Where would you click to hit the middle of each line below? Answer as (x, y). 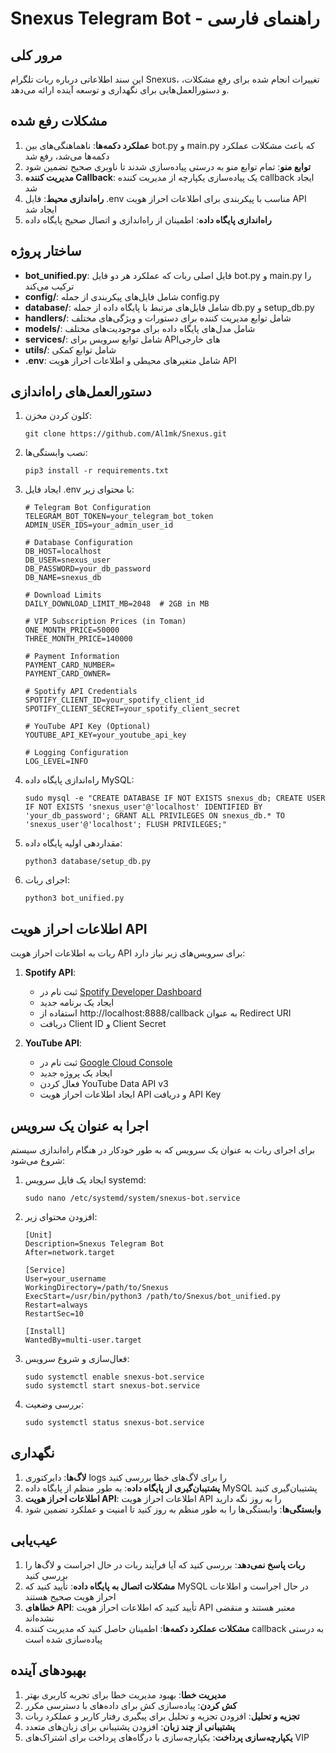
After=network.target (69, 1253)
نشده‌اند (39, 1618)
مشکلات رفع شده (59, 121)
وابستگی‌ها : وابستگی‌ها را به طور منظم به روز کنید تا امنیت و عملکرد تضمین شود (173, 1509)
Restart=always (56, 1305)
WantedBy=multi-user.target (83, 1340)
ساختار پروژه (46, 251)
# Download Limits (63, 595)
